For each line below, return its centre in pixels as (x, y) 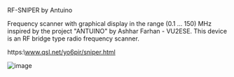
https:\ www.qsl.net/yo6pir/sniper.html (61, 52)
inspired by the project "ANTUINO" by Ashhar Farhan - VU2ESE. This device (117, 31)
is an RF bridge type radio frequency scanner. (74, 38)
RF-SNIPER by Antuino (40, 10)
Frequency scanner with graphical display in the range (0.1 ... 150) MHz (110, 23)
